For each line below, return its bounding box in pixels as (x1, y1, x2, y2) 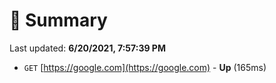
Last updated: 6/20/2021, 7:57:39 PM (9, 42, 166, 54)
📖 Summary (9, 9, 108, 32)
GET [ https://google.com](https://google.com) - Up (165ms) (23, 61, 267, 73)
